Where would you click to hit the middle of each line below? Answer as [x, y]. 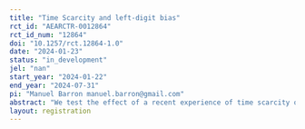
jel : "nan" [30, 69]
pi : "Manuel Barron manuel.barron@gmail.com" [97, 94]
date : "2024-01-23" [46, 52]
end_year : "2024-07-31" [54, 85]
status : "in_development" [58, 60]
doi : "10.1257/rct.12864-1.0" [67, 43]
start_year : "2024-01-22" [58, 77]
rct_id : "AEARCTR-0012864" [60, 26]
